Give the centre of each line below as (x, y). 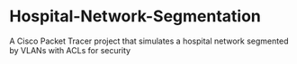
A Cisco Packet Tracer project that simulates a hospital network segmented (149, 41)
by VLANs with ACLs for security (70, 50)
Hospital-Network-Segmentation (135, 16)
